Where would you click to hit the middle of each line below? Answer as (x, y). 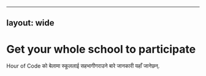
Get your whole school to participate (101, 49)
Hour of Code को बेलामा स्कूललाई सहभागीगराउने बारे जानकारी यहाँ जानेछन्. (83, 66)
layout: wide (30, 23)
